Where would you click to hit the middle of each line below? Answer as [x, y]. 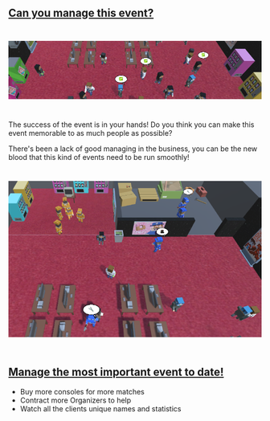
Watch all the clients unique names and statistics [100, 408]
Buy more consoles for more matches [82, 391]
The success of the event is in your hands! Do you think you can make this [131, 125]
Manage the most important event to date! [116, 372]
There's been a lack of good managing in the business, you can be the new [133, 149]
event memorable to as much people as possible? [90, 133]
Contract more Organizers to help [76, 400]
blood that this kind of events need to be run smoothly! [99, 157]
